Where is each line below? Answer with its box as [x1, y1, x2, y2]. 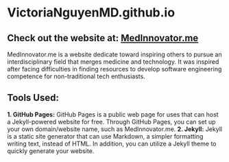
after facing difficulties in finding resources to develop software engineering [7, 65, 222, 73]
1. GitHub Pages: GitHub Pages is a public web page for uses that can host [7, 110, 219, 118]
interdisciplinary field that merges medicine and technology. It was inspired [7, 58, 219, 66]
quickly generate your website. [7, 146, 95, 155]
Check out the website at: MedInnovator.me [7, 32, 199, 44]
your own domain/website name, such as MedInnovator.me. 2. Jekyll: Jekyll [7, 125, 223, 133]
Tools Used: [7, 92, 60, 104]
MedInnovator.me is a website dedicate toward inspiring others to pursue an [7, 50, 222, 58]
